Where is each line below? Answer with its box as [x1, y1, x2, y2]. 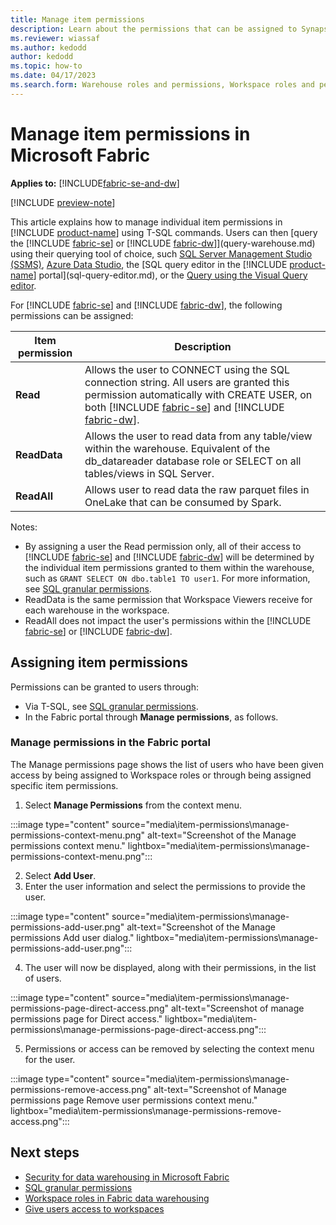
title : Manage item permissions [10, 14, 145, 25]
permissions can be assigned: [10, 309, 134, 321]
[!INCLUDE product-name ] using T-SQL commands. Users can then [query [10, 226, 318, 238]
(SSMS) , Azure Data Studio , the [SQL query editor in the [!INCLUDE [10, 258, 288, 270]
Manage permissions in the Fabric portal [10, 736, 212, 750]
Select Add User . [24, 869, 97, 881]
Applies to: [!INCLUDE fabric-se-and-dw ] [10, 177, 180, 189]
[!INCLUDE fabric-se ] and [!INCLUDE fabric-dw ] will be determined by [24, 551, 315, 563]
